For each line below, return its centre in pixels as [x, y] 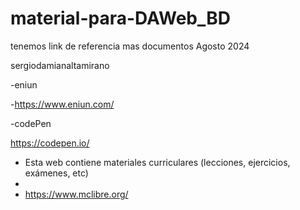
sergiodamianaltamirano [60, 65]
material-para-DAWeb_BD [121, 18]
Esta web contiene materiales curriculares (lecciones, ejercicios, [157, 162]
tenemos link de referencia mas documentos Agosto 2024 [130, 46]
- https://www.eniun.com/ [62, 104]
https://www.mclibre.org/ [76, 194]
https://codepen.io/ [50, 143]
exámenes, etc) [56, 173]
